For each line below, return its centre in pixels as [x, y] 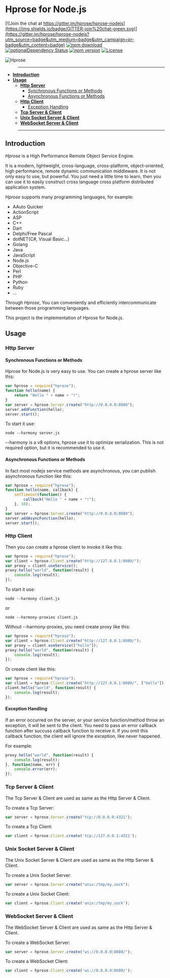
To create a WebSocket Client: [37, 961]
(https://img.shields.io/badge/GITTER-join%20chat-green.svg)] [71, 28]
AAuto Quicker [28, 206]
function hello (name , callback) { [42, 490]
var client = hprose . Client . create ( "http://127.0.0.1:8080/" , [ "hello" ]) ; [86, 683]
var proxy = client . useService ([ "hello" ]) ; [52, 645]
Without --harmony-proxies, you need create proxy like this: [68, 627]
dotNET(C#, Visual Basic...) [41, 239]
